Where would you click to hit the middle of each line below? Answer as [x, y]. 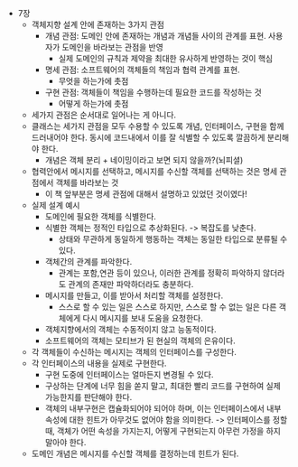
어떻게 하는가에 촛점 [93, 103]
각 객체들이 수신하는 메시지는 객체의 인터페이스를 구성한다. [134, 352]
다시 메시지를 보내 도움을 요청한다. [143, 318]
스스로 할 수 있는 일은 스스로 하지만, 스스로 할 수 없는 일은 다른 [168, 307]
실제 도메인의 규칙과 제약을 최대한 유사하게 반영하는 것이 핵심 [166, 58]
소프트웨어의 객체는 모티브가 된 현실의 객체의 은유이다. [140, 341]
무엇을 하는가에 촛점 [93, 81]
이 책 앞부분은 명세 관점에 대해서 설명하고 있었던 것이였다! [146, 194]
